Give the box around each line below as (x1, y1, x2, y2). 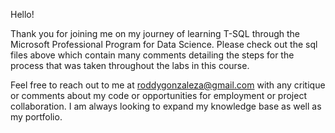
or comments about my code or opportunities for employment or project (10, 90, 307, 101)
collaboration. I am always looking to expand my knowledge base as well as (10, 100, 322, 112)
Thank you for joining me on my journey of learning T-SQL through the (10, 28, 301, 39)
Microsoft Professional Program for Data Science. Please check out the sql (10, 39, 318, 50)
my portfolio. (10, 111, 63, 123)
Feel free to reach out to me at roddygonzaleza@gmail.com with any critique (10, 79, 326, 91)
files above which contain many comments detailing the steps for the (10, 49, 295, 61)
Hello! (10, 9, 35, 20)
